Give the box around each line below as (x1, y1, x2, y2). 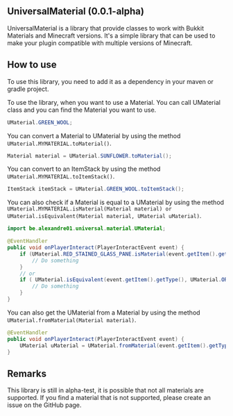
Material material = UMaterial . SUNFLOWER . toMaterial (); (7, 152, 172, 159)
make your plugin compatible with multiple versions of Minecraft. (7, 38, 193, 47)
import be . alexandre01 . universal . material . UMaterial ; (7, 225, 166, 232)
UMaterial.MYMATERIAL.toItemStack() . (7, 172, 115, 181)
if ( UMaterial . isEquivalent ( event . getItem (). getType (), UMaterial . (19, 276, 222, 283)
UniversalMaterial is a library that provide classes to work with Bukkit (7, 24, 205, 32)
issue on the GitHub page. (7, 401, 82, 409)
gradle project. (7, 85, 49, 93)
